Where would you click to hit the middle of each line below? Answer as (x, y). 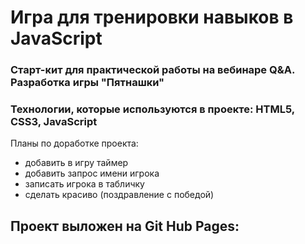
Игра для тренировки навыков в (152, 17)
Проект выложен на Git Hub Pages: (125, 226)
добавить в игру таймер (76, 163)
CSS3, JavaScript (54, 122)
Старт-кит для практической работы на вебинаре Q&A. (152, 70)
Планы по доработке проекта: (74, 143)
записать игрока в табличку (84, 184)
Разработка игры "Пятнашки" (87, 83)
